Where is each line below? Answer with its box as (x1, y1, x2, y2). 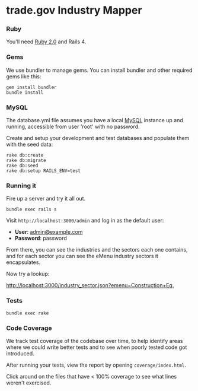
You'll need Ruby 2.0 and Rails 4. (6, 38, 87, 45)
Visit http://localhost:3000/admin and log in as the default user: (6, 217, 164, 224)
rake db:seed (6, 163, 39, 169)
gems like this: (6, 72, 41, 80)
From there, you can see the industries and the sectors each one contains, (6, 246, 188, 253)
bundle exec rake (6, 310, 49, 316)
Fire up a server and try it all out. (6, 195, 86, 202)
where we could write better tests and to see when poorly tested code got (6, 344, 187, 351)
